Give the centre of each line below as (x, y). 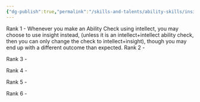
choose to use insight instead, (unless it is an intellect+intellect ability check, (100, 35)
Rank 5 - (17, 82)
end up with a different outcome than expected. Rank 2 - (76, 47)
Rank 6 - (17, 93)
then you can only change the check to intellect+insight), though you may (96, 41)
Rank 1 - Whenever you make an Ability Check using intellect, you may (92, 28)
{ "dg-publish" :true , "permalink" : (48, 12)
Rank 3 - (17, 59)
